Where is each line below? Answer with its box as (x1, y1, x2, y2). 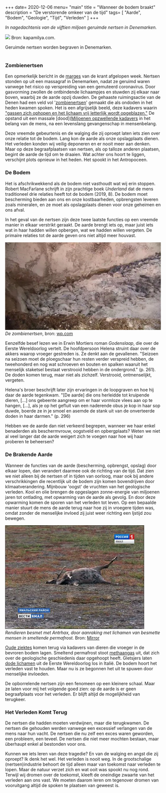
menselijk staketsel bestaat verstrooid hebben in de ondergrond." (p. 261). (5, 367, 156, 373)
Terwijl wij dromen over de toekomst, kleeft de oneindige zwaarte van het (5, 772, 155, 778)
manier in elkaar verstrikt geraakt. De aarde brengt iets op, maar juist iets (5, 222, 154, 228)
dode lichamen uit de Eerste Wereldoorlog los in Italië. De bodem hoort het (5, 660, 157, 666)
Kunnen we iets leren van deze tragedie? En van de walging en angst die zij (5, 750, 159, 757)
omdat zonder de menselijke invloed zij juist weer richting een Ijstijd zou (5, 510, 152, 516)
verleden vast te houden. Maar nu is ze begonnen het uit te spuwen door (5, 665, 153, 671)
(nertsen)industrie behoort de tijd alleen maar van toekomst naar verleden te (5, 761, 161, 767)
